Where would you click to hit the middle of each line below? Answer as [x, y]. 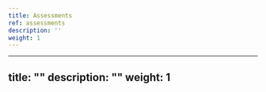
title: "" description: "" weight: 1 [89, 77]
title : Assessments [40, 15]
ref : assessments [37, 23]
